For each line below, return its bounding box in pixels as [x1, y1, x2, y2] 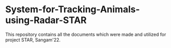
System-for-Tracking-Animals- [5, 4, 140, 15]
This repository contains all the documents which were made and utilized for [5, 31, 166, 37]
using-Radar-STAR [5, 14, 87, 26]
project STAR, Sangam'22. [5, 37, 61, 43]
